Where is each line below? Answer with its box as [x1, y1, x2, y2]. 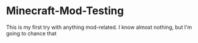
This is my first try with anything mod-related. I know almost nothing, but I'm [6, 24, 192, 31]
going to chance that [6, 29, 57, 37]
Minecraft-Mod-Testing [6, 4, 124, 18]
